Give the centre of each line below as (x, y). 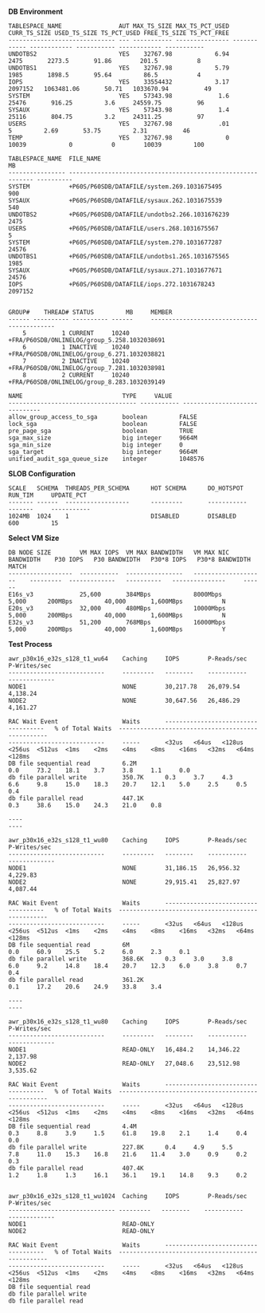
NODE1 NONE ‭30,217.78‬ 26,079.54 (124, 687)
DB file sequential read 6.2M (72, 763)
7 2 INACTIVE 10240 (76, 361)
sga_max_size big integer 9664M (103, 438)
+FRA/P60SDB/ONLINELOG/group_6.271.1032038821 (87, 354)
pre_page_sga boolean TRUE (101, 431)
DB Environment (36, 12)
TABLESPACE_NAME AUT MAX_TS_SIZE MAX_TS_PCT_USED (119, 26)
